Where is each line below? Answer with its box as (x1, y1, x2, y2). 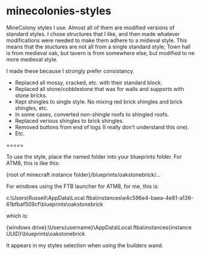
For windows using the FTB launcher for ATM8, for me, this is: (6, 183, 159, 190)
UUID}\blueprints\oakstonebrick (6, 230, 85, 237)
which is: (6, 212, 29, 219)
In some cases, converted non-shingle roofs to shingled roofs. (14, 111, 169, 118)
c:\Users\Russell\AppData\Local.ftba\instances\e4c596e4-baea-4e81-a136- (6, 194, 194, 201)
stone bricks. (14, 92, 47, 99)
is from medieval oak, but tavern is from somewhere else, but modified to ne (6, 49, 195, 56)
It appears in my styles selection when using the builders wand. (6, 241, 164, 249)
